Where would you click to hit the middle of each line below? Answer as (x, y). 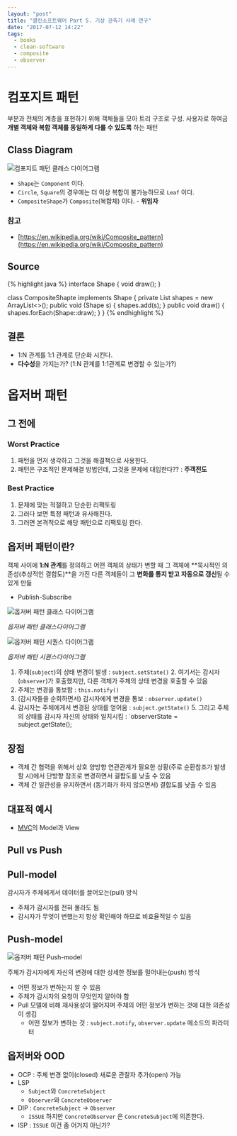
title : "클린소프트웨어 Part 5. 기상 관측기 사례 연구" (80, 21)
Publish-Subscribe (45, 597)
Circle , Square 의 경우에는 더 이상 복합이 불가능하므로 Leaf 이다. (106, 192)
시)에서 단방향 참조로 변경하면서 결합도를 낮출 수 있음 (98, 776)
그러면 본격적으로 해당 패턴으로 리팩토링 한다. (80, 522)
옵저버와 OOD (36, 1056)
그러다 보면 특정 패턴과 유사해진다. (65, 513)
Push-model (35, 939)
